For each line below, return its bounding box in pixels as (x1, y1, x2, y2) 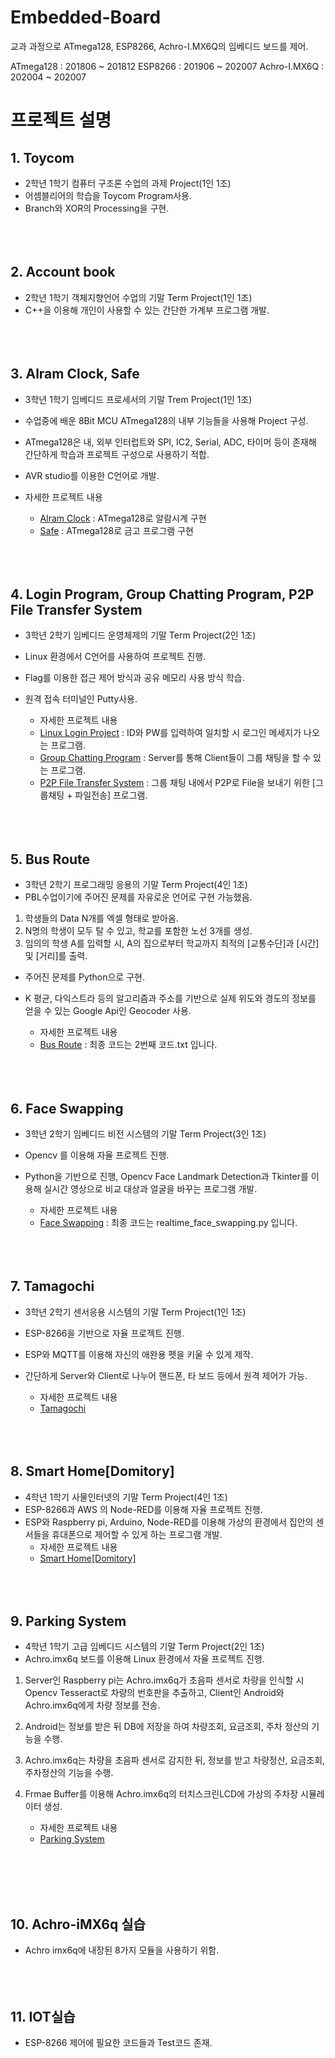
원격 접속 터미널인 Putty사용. (24, 693, 138, 705)
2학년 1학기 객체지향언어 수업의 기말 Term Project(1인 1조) (24, 291, 253, 303)
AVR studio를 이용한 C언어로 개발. (24, 469, 160, 481)
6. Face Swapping (10, 1100, 124, 1117)
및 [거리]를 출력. (24, 950, 88, 962)
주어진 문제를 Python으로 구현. (24, 971, 145, 983)
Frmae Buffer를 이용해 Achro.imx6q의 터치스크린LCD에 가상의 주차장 (24, 1788, 299, 1800)
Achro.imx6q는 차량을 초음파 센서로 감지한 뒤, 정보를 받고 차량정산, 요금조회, (24, 1754, 326, 1766)
